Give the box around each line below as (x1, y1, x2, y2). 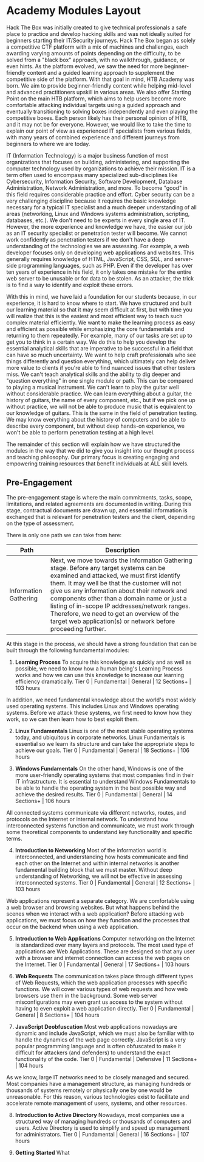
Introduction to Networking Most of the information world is (15, 846, 167, 854)
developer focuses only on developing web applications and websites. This (6, 249, 194, 256)
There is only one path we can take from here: (6, 531, 122, 538)
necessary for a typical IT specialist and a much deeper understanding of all (6, 203, 197, 210)
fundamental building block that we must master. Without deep (15, 866, 173, 873)
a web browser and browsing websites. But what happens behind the (6, 903, 180, 911)
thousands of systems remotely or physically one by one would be (6, 1087, 172, 1094)
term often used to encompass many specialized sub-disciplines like (6, 171, 178, 178)
